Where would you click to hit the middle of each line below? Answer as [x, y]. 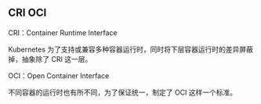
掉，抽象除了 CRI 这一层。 [50, 59]
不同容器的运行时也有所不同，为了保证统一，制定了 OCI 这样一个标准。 [123, 92]
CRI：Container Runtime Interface [63, 32]
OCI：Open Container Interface [59, 75]
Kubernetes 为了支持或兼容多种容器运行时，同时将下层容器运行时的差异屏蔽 [130, 49]
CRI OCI [27, 13]
